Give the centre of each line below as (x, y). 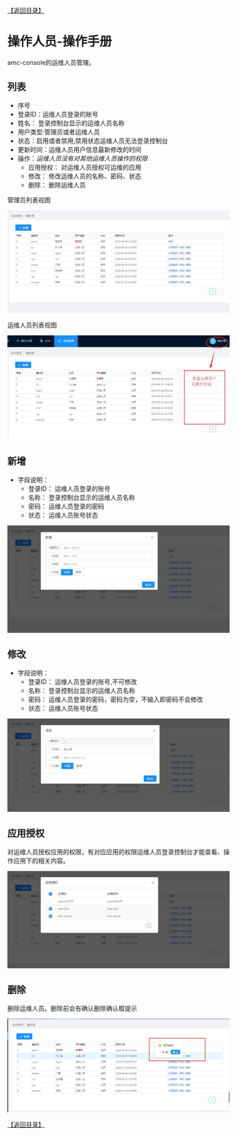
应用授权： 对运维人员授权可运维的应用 (85, 167)
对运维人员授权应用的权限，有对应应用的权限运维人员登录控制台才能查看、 (115, 851)
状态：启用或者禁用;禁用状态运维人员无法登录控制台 (93, 141)
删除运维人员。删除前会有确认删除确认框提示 (72, 1008)
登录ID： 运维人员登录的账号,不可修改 (83, 682)
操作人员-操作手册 (60, 42)
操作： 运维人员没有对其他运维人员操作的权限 (83, 158)
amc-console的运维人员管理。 (51, 62)
